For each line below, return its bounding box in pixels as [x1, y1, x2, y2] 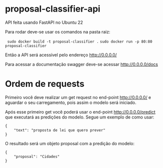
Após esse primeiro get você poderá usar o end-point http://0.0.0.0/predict [5, 109, 156, 115]
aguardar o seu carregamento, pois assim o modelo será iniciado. [5, 100, 137, 105]
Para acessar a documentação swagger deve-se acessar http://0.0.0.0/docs [5, 61, 158, 67]
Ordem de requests [5, 79, 85, 89]
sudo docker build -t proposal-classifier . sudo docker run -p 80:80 [7, 39, 152, 44]
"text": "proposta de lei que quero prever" [14, 128, 106, 133]
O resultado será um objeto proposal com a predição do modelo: [5, 140, 135, 146]
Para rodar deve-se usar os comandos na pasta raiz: [5, 29, 110, 34]
